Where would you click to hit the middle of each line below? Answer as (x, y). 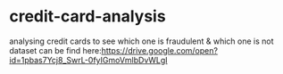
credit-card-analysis (88, 16)
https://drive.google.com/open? (160, 50)
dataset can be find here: (55, 50)
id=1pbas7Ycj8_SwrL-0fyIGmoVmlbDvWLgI (88, 60)
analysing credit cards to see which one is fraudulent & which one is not (141, 41)
